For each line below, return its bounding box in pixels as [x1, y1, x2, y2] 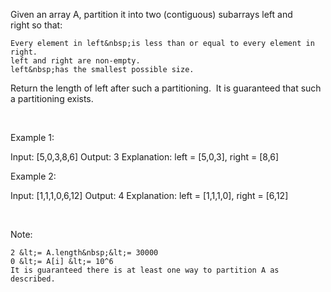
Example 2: [10, 170, 57, 182]
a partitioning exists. [10, 93, 94, 104]
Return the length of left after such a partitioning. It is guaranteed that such [10, 82, 322, 94]
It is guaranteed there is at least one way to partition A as [10, 265, 280, 275]
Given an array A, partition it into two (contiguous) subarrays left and [10, 9, 293, 20]
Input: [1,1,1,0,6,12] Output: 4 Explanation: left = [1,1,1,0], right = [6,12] [10, 190, 289, 201]
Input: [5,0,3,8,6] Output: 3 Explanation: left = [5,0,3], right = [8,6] [10, 151, 280, 163]
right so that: [10, 19, 63, 31]
